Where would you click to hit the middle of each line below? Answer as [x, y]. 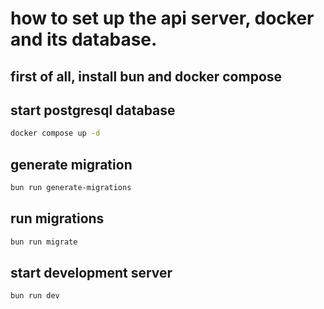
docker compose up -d [55, 133]
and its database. [84, 39]
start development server [91, 273]
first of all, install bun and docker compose [146, 76]
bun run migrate [44, 242]
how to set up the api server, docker [162, 18]
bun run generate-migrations [71, 188]
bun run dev [35, 296]
